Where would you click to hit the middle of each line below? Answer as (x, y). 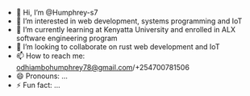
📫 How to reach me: (50, 56)
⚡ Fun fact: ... (38, 85)
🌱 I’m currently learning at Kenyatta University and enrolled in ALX (126, 29)
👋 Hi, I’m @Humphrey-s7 (57, 13)
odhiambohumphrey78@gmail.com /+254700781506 (102, 67)
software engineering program (67, 38)
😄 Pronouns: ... (42, 76)
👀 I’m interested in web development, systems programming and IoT (129, 21)
